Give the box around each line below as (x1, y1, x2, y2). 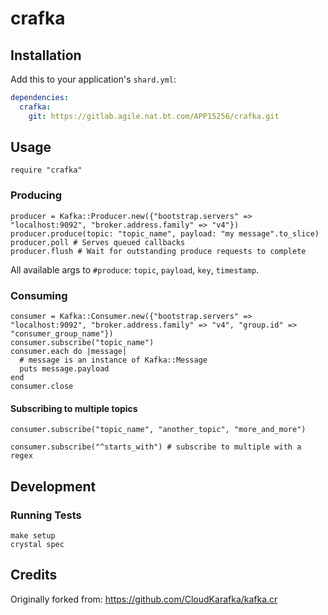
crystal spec (10, 539, 65, 549)
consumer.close (10, 382, 74, 392)
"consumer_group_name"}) (10, 329, 114, 339)
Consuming (10, 288, 68, 302)
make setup (10, 530, 56, 541)
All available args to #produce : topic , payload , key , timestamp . (10, 263, 260, 276)
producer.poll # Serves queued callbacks (10, 237, 186, 247)
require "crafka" (10, 165, 83, 176)
